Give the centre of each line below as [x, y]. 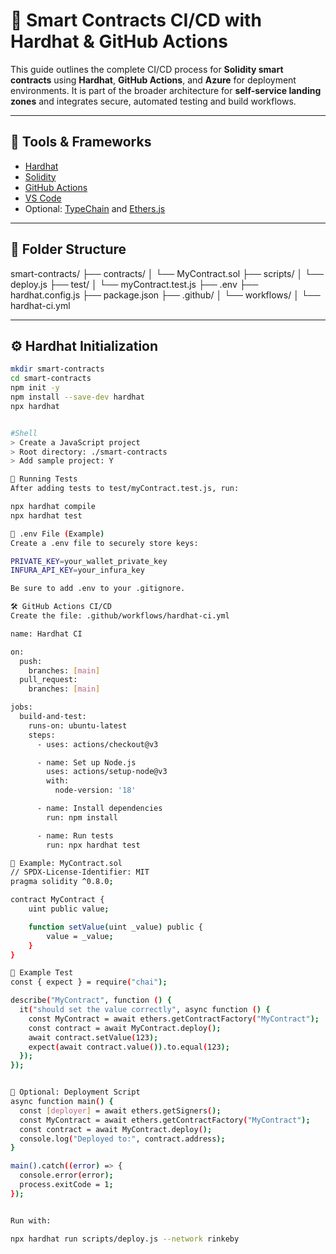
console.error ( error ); [66, 1175]
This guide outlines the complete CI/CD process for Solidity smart [147, 69]
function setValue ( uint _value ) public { [115, 927]
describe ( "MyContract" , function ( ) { [91, 1000]
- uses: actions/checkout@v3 [97, 744]
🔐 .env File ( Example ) [57, 534]
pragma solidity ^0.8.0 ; [62, 882]
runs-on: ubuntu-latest [78, 725]
